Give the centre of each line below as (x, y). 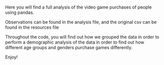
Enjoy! (12, 57)
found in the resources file (32, 27)
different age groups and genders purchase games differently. (69, 47)
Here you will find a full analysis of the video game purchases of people (79, 7)
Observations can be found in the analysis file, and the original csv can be (81, 22)
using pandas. (20, 12)
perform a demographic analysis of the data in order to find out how (75, 42)
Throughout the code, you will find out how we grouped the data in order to (82, 37)
